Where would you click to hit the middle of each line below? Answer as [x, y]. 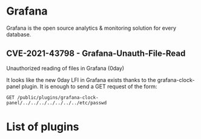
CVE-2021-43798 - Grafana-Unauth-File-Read [96, 54]
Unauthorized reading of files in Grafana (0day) [65, 68]
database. [19, 34]
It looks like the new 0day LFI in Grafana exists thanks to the [81, 80]
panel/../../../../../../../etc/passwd [57, 103]
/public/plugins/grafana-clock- [58, 97]
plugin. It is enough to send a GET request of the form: [89, 86]
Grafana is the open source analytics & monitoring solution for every [91, 28]
